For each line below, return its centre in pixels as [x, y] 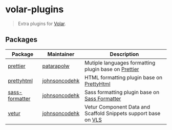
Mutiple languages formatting [120, 62]
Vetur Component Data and [117, 107]
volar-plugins [35, 9]
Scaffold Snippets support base [122, 113]
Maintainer [61, 54]
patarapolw [56, 66]
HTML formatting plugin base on [123, 77]
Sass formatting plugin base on [122, 92]
